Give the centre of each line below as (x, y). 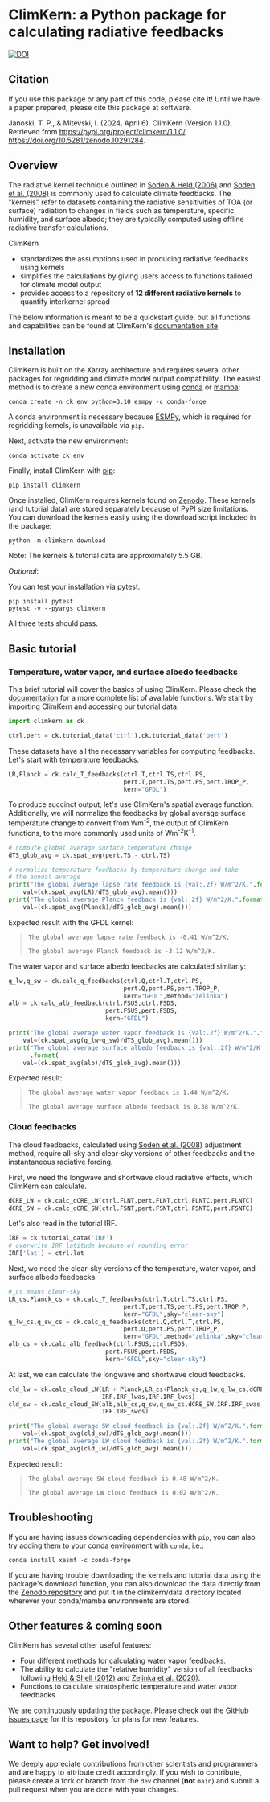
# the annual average (45, 877)
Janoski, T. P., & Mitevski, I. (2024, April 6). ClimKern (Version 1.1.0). (121, 123)
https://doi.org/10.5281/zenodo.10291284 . (77, 140)
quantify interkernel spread (65, 301)
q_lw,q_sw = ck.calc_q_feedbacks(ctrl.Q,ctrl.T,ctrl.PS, (106, 981)
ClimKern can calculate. (47, 1186)
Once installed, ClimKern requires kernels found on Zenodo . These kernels (132, 500)
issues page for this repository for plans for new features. (104, 1719)
